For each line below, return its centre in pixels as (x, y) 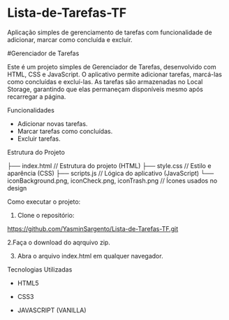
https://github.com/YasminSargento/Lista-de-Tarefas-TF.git (93, 228)
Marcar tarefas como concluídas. (65, 131)
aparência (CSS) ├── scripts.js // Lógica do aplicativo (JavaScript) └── (111, 173)
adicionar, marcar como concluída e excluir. (70, 39)
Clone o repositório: (46, 215)
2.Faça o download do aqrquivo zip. (59, 242)
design (17, 188)
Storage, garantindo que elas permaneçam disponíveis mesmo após (105, 89)
